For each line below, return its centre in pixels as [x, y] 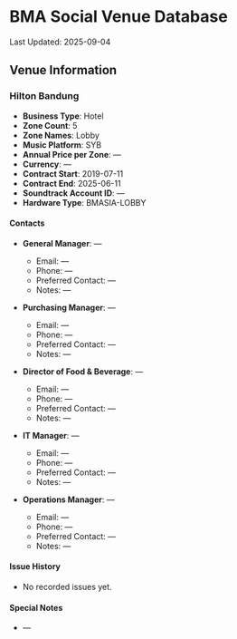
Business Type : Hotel [63, 116]
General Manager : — [62, 243]
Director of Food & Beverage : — [83, 371]
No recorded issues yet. [67, 587]
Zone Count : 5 [50, 125]
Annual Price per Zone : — [72, 154]
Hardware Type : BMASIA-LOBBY [84, 202]
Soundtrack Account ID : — [73, 193]
